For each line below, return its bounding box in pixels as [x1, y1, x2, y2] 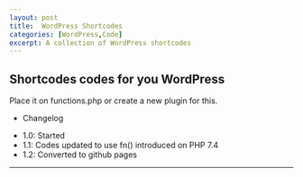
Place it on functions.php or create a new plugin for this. [9, 95, 218, 106]
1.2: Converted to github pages [22, 149, 138, 160]
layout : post [9, 13, 59, 22]
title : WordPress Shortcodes [9, 22, 124, 31]
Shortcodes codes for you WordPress [9, 71, 225, 86]
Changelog [22, 113, 64, 124]
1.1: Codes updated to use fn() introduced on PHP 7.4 [22, 140, 219, 151]
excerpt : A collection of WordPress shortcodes [9, 38, 192, 48]
